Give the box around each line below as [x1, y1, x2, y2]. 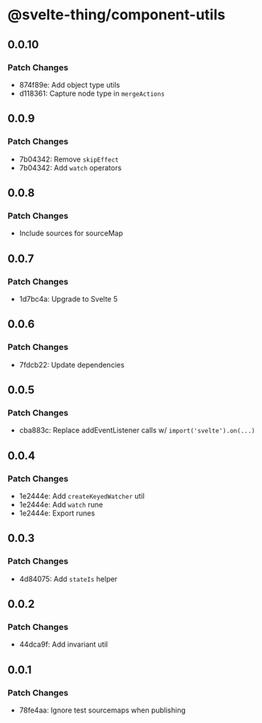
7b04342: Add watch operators [18, 162, 122, 172]
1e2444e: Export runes [18, 508, 96, 518]
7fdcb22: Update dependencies [18, 359, 125, 369]
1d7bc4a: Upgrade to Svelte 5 [18, 294, 118, 303]
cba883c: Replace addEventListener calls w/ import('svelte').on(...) [18, 425, 256, 435]
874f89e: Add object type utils [18, 80, 121, 89]
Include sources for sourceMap [18, 228, 124, 238]
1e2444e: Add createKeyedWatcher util [18, 491, 145, 500]
